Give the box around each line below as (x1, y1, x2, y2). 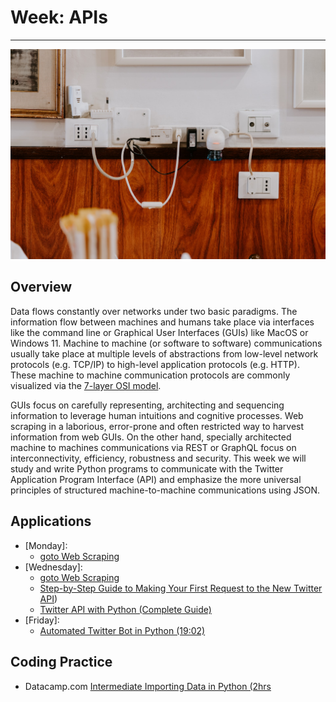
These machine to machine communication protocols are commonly (10, 369, 291, 381)
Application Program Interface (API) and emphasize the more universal (10, 473, 302, 485)
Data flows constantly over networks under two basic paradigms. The (10, 305, 298, 317)
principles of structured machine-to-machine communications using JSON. (10, 484, 321, 496)
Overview (10, 279, 73, 296)
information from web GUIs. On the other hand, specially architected (10, 431, 292, 443)
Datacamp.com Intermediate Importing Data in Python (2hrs (24, 680, 272, 692)
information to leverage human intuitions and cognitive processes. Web (10, 409, 304, 421)
